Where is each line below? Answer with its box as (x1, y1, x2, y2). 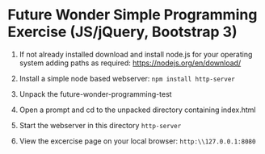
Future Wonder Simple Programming (7, 6, 258, 24)
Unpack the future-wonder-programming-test (19, 89, 172, 98)
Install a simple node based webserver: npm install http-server (19, 73, 235, 83)
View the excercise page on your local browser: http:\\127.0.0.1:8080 (19, 135, 256, 146)
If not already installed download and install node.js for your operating (19, 49, 253, 59)
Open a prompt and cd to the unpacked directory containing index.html (19, 105, 256, 114)
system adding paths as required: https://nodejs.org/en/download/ (19, 58, 242, 68)
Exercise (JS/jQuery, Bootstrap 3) (7, 23, 238, 41)
